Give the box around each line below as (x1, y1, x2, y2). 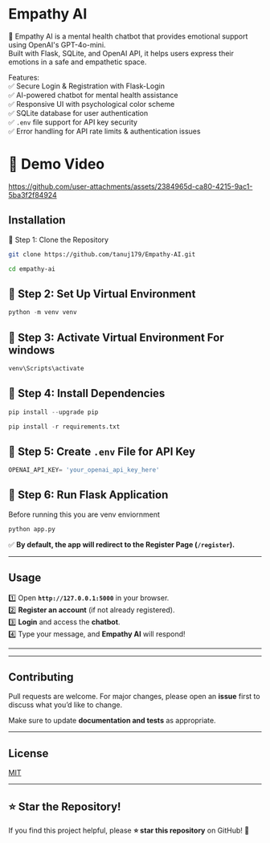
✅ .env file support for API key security (8, 117, 138, 127)
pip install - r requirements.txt (8, 423, 121, 431)
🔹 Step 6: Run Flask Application (8, 488, 169, 502)
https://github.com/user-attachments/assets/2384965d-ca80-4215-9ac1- (8, 182, 253, 191)
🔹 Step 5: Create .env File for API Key (8, 444, 195, 458)
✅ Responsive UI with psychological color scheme (8, 99, 175, 108)
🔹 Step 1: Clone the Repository (8, 235, 109, 244)
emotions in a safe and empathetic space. (8, 57, 147, 67)
